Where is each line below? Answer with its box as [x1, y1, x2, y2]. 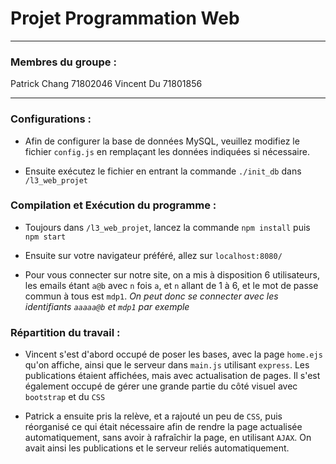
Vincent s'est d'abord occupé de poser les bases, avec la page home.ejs [24, 348, 323, 361]
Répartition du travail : [10, 325, 121, 339]
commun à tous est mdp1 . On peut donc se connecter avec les [24, 290, 279, 302]
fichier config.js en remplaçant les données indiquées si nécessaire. [24, 145, 310, 157]
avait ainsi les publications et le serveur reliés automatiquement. [24, 442, 290, 454]
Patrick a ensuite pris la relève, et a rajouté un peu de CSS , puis [24, 410, 283, 422]
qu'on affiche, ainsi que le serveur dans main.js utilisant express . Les [24, 359, 310, 371]
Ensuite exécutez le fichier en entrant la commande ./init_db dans [24, 165, 302, 177]
